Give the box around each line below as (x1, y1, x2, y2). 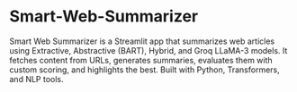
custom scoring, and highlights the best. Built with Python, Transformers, (9, 64, 281, 75)
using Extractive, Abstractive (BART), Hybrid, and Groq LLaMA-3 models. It (9, 45, 288, 55)
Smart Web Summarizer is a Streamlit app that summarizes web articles (9, 36, 275, 46)
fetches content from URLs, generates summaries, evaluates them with (9, 54, 273, 65)
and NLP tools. (9, 73, 65, 84)
